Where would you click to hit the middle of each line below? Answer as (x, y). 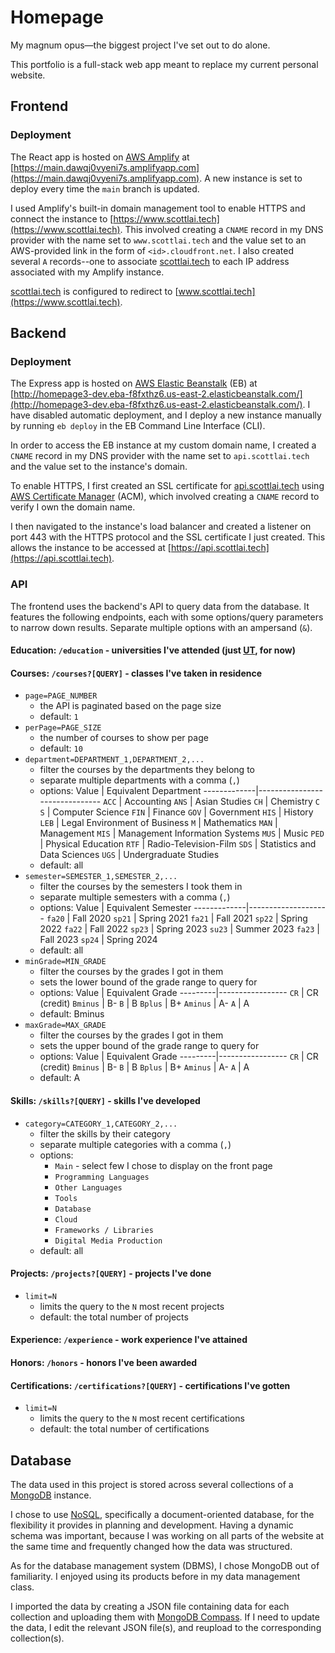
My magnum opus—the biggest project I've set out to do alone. (140, 45)
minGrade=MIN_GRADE (65, 962)
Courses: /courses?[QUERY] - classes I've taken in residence (136, 673)
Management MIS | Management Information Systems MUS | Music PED (182, 833)
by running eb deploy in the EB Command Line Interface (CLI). (138, 426)
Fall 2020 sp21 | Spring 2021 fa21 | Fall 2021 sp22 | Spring (190, 918)
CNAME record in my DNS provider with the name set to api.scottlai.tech (160, 456)
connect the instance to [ (62, 218)
